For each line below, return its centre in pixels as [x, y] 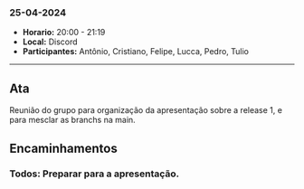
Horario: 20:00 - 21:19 [64, 33]
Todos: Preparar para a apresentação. [94, 174]
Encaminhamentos [63, 148]
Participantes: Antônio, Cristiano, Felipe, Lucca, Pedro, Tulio [136, 52]
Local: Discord [50, 42]
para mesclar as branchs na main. [72, 120]
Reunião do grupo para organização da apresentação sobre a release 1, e [146, 110]
